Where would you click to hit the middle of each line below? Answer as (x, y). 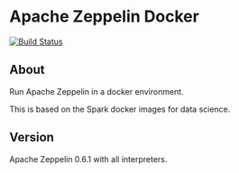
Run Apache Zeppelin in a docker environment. (97, 91)
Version (32, 137)
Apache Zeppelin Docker (105, 17)
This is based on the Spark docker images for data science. (120, 109)
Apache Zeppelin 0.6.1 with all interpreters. (88, 159)
